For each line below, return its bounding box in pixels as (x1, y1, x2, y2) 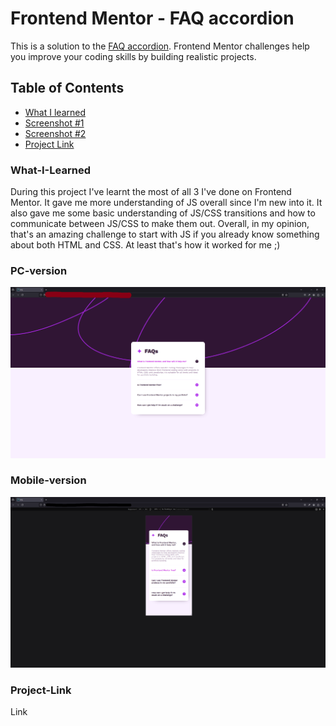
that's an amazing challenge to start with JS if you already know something (10, 228, 320, 241)
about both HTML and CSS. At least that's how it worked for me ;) (10, 239, 281, 251)
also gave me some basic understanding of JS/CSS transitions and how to (10, 207, 316, 219)
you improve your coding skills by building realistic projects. (10, 50, 257, 62)
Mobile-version (10, 473, 87, 487)
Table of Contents (10, 80, 125, 97)
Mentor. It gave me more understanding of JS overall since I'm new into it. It (10, 197, 323, 209)
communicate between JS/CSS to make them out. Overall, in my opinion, (10, 218, 310, 230)
